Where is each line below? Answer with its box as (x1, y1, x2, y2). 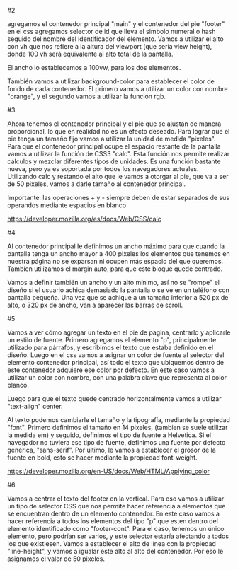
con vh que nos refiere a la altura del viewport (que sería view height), (7, 42, 212, 50)
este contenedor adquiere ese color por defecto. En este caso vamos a (7, 366, 215, 374)
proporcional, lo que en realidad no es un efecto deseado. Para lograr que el (7, 127, 230, 135)
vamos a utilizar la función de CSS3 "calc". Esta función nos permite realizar (7, 150, 230, 158)
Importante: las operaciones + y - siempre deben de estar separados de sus (7, 194, 230, 202)
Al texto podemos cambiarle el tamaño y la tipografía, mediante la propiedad (7, 416, 230, 424)
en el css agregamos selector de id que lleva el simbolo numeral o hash (7, 28, 216, 35)
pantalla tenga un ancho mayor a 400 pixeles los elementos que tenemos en (7, 250, 230, 257)
